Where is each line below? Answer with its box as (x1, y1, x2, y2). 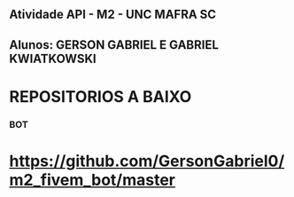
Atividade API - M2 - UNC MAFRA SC (9, 7, 217, 22)
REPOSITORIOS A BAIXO (9, 86, 192, 106)
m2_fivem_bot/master (9, 170, 175, 190)
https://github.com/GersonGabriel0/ (9, 151, 285, 171)
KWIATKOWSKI (9, 51, 97, 66)
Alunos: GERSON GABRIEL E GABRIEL (9, 37, 220, 52)
